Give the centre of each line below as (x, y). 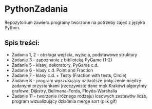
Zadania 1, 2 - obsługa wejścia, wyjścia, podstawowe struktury (74, 54)
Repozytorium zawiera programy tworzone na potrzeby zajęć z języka (75, 22)
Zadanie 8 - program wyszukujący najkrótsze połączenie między (76, 80)
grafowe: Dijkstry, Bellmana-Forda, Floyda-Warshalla (64, 91)
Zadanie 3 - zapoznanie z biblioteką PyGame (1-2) (62, 60)
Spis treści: (22, 43)
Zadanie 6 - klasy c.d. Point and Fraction (52, 70)
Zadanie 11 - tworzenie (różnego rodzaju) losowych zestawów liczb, (80, 96)
